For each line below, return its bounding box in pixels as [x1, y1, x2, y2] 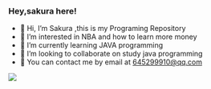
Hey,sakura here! [8, 6, 77, 17]
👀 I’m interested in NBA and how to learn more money [19, 32, 198, 41]
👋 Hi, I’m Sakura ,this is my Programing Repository [19, 24, 186, 33]
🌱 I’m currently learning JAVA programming [19, 41, 164, 50]
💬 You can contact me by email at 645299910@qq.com [19, 57, 203, 67]
